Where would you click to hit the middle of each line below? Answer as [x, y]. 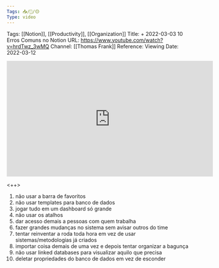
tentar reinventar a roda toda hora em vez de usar [75, 233]
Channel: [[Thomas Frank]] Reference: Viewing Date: [115, 46]
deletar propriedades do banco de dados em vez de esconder [90, 259]
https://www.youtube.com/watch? [122, 40]
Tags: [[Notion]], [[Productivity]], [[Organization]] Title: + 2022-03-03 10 [95, 33]
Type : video [21, 17]
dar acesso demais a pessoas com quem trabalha [75, 221]
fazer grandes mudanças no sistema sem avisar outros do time [92, 227]
